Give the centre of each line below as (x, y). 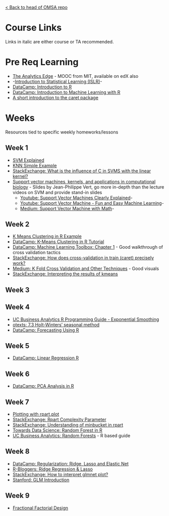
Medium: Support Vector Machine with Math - (67, 208)
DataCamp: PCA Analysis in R (43, 386)
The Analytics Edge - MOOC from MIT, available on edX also (75, 76)
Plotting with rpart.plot (36, 414)
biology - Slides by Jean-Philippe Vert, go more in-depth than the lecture (88, 187)
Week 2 (17, 224)
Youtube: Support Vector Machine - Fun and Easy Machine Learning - (92, 203)
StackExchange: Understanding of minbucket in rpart (68, 425)
